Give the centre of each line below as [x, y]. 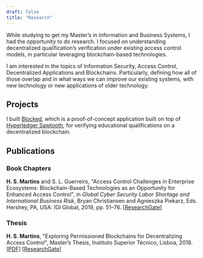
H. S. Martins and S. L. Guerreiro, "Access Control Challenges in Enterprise [100, 182]
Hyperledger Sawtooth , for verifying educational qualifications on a [91, 126]
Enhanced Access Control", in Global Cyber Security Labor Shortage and [98, 194]
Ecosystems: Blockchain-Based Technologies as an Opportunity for [91, 188]
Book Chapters [29, 168]
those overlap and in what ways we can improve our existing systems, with [100, 79]
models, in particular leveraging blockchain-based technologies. [87, 54]
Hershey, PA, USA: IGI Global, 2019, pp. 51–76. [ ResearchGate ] [84, 207]
